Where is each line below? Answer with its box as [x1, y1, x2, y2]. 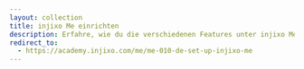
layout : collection [9, 13, 83, 22]
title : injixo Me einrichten [9, 22, 119, 30]
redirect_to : [9, 38, 59, 47]
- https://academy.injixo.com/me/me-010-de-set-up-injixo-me [17, 47, 253, 56]
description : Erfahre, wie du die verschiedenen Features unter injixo [9, 30, 285, 39]
